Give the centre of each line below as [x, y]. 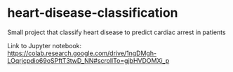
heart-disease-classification [93, 13]
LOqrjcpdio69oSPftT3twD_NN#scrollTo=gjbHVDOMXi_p [88, 60]
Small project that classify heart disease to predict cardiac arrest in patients [116, 32]
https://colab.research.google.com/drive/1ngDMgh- [82, 53]
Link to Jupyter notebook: [45, 45]
